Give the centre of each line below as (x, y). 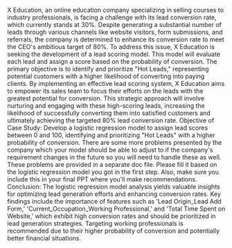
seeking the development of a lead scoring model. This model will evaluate (114, 54)
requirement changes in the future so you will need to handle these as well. (114, 157)
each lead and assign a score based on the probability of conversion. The (112, 61)
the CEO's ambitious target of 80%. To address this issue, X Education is (111, 47)
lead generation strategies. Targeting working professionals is (95, 223)
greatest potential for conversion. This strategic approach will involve (106, 98)
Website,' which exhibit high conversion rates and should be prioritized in (111, 216)
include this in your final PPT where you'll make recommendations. (102, 179)
